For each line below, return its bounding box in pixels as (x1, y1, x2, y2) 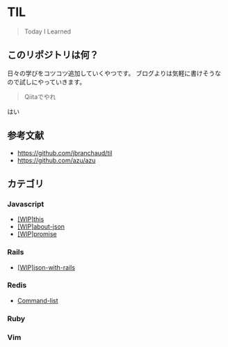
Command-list (17, 296, 58, 304)
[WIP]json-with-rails (17, 263, 75, 272)
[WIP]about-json (17, 222, 65, 231)
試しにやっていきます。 (19, 77, 85, 86)
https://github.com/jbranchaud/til (17, 148, 113, 157)
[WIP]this (17, 215, 44, 224)
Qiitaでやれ (24, 92, 56, 101)
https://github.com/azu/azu (17, 156, 96, 164)
